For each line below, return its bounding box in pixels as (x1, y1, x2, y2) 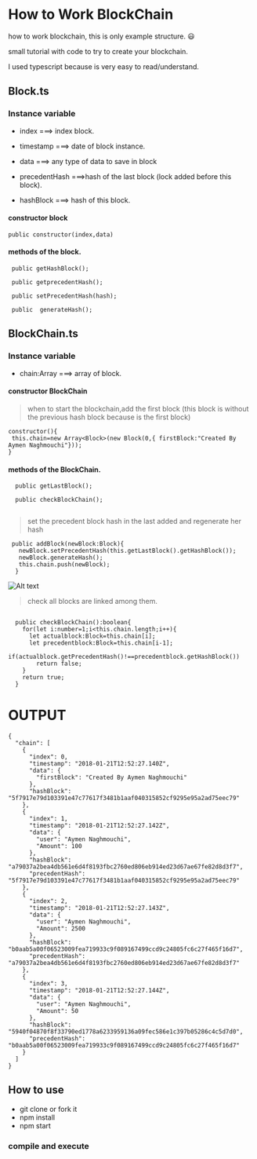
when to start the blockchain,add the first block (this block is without (27, 404, 249, 413)
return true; (22, 674, 65, 682)
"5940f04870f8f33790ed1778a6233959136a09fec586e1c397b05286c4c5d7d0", (8, 1028, 244, 1036)
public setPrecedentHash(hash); (11, 292, 118, 300)
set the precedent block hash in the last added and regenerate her (27, 517, 241, 526)
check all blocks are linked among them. (27, 597, 158, 606)
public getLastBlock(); (15, 482, 92, 490)
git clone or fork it (19, 1104, 78, 1113)
